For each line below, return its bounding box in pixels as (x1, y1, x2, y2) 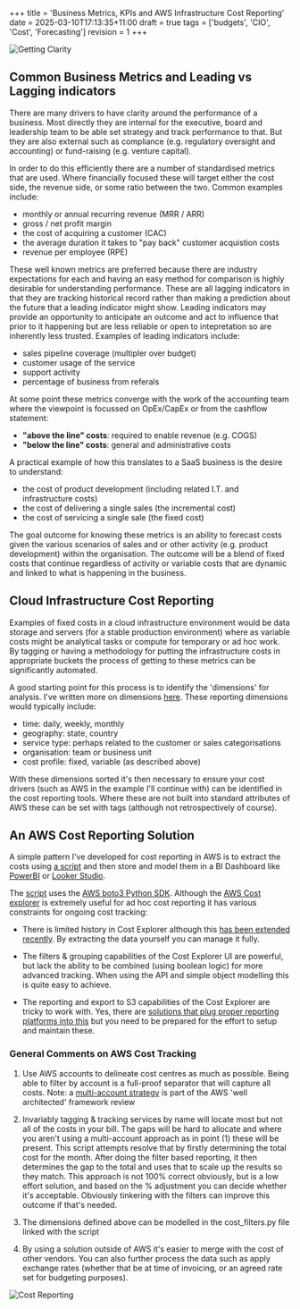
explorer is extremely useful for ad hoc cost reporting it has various (9, 898, 257, 908)
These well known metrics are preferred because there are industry (9, 264, 258, 274)
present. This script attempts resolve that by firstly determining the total (21, 1142, 287, 1153)
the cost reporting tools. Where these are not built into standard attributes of (9, 792, 290, 803)
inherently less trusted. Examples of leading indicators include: (9, 330, 240, 341)
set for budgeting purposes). (21, 1271, 129, 1282)
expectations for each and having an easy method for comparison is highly (9, 273, 285, 284)
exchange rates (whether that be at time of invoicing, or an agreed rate (21, 1263, 283, 1273)
